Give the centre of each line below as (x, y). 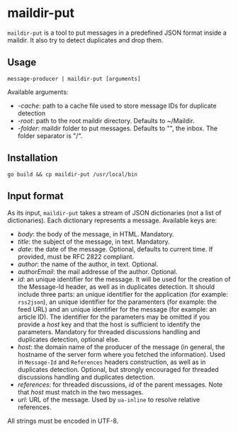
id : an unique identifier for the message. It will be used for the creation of (124, 279)
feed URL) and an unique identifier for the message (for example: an (117, 309)
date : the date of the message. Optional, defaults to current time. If (115, 249)
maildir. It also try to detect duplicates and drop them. (85, 40)
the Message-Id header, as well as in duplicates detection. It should (116, 287)
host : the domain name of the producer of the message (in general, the (121, 347)
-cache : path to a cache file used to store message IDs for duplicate (117, 106)
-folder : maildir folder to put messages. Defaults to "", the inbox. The (118, 128)
